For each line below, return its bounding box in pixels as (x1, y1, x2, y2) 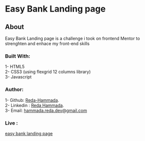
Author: (5, 86, 24, 93)
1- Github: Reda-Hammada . (5, 97, 59, 103)
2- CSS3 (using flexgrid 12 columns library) (5, 69, 91, 75)
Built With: (5, 52, 30, 59)
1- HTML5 (5, 64, 25, 70)
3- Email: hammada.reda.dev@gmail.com (5, 108, 87, 113)
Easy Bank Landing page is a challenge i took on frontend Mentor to (5, 35, 140, 41)
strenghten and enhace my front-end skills (5, 41, 90, 47)
